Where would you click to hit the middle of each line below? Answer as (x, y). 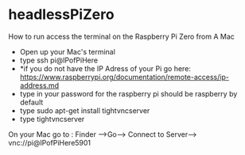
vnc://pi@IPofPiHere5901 (50, 142)
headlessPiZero (61, 15)
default (31, 102)
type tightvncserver (52, 119)
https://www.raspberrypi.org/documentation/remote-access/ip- (124, 77)
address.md (39, 85)
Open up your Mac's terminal (67, 51)
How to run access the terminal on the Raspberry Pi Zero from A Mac (121, 36)
